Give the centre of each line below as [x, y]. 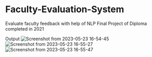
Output [12, 39]
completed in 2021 [25, 28]
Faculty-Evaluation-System [65, 9]
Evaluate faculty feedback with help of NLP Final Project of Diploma [76, 23]
